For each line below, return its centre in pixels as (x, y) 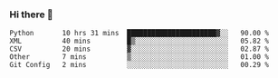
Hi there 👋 (32, 15)
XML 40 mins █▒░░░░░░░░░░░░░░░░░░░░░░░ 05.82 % (139, 41)
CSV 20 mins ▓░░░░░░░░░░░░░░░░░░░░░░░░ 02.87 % (139, 49)
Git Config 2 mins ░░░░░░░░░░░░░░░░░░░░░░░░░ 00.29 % (139, 65)
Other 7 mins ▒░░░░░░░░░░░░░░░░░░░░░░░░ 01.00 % (139, 57)
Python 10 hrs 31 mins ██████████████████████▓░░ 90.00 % (139, 34)
